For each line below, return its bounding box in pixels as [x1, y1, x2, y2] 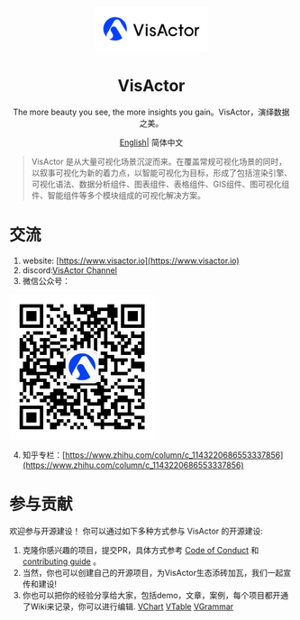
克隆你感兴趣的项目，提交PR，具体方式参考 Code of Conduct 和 [22, 544, 259, 555]
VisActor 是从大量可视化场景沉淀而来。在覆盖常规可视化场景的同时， [31, 156, 286, 167]
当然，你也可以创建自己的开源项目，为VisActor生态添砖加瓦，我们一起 [22, 567, 284, 578]
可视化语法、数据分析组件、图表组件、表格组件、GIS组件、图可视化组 [31, 178, 290, 189]
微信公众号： [22, 275, 70, 286]
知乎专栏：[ [22, 449, 66, 460]
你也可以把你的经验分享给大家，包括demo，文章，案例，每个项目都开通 [22, 589, 289, 600]
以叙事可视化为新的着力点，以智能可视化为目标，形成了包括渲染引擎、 [31, 167, 293, 178]
